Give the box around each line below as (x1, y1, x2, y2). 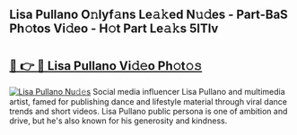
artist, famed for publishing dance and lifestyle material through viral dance (9, 97, 287, 106)
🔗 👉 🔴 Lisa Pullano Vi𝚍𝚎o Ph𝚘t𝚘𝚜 (9, 58, 203, 73)
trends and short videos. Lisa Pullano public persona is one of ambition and (9, 106, 288, 116)
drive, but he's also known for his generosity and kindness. (9, 115, 228, 126)
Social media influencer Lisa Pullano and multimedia (92, 87, 285, 97)
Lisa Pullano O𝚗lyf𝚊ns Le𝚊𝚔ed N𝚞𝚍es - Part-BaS (9, 7, 289, 22)
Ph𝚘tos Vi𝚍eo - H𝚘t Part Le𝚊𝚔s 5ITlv (9, 21, 219, 37)
